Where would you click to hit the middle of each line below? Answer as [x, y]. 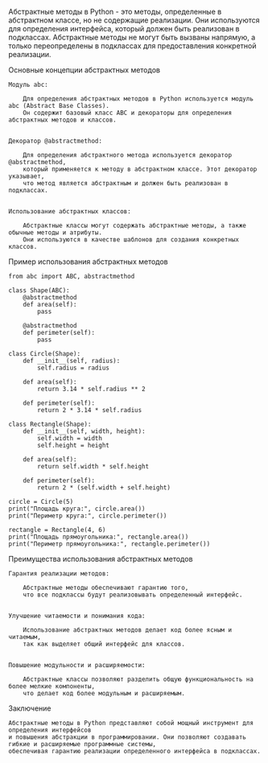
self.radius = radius [74, 368]
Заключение [30, 708]
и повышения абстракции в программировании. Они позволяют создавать [128, 737]
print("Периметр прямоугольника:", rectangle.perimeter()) [109, 544]
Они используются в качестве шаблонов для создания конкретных [131, 240]
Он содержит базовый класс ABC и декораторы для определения [127, 113]
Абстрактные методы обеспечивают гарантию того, [106, 588]
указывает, [27, 176]
